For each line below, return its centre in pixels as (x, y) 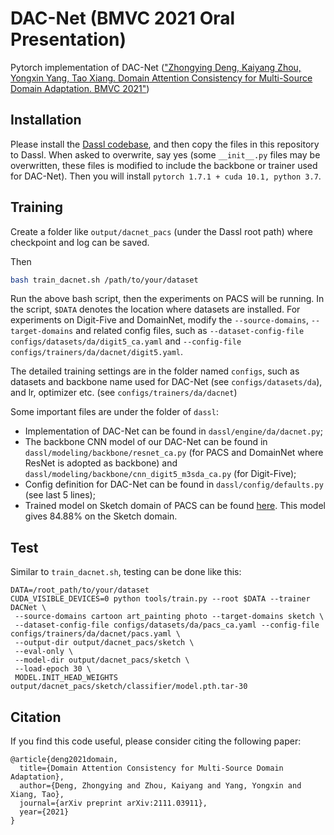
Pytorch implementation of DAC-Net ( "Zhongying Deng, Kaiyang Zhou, (156, 67)
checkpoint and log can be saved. (80, 242)
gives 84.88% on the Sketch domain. (101, 516)
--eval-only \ (44, 652)
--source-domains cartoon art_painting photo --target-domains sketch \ (169, 617)
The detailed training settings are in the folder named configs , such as (155, 371)
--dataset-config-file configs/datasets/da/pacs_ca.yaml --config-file (167, 625)
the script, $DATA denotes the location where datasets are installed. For (155, 309)
